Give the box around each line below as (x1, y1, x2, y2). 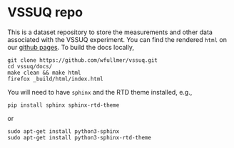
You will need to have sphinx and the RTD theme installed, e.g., (7, 88, 193, 96)
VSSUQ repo (7, 4, 83, 21)
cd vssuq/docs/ (7, 63, 53, 70)
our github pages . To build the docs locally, (7, 43, 134, 51)
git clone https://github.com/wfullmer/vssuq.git (7, 56, 158, 64)
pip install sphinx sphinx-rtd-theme (7, 101, 120, 109)
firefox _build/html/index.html (7, 75, 103, 83)
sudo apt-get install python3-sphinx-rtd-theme (7, 134, 152, 141)
